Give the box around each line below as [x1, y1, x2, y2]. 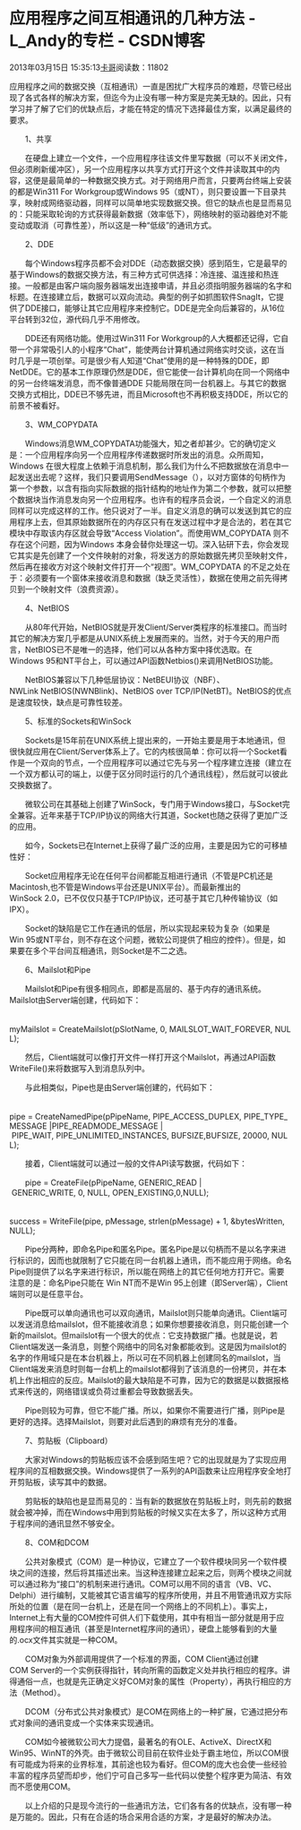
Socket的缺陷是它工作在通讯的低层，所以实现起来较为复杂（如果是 [24, 923, 271, 933]
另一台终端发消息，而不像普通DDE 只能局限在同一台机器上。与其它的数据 [16, 377, 287, 388]
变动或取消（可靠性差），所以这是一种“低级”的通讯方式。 [9, 219, 217, 230]
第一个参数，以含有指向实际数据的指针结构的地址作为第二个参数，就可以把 [9, 483, 284, 494]
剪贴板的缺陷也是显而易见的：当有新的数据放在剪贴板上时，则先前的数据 [24, 1495, 292, 1506]
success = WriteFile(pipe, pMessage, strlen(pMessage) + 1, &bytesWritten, [9, 1216, 285, 1226]
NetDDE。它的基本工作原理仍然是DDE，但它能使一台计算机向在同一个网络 [9, 366, 282, 377]
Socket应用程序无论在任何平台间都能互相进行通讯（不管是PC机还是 [24, 870, 273, 881]
